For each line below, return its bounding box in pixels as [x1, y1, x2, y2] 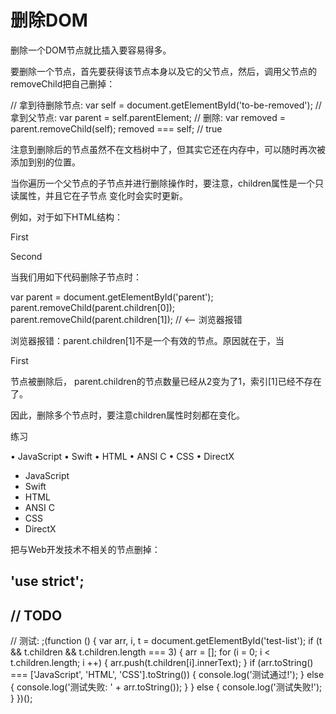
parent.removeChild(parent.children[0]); [10, 301, 176, 313]
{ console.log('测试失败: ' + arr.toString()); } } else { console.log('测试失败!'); [10, 681, 323, 693]
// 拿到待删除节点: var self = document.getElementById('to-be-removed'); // [10, 99, 322, 111]
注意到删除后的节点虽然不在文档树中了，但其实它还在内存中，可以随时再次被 [10, 143, 326, 155]
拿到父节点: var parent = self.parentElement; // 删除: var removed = [10, 111, 286, 123]
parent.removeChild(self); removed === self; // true [10, 122, 223, 135]
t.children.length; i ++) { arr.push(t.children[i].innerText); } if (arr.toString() [10, 657, 314, 669]
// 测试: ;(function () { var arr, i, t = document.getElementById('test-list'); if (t [10, 635, 323, 647]
